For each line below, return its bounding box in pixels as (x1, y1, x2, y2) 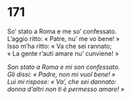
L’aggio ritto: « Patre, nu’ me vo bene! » (7, 34, 120, 42)
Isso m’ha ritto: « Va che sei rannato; (7, 42, 112, 50)
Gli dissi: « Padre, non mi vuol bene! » (7, 70, 116, 78)
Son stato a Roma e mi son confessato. (7, 62, 121, 71)
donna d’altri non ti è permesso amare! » (7, 85, 125, 93)
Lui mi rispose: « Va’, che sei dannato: (7, 77, 117, 85)
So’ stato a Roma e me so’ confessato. (7, 27, 117, 35)
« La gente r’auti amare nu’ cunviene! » (7, 49, 119, 58)
